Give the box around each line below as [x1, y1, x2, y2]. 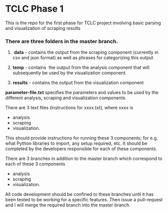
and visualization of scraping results [5, 25, 81, 31]
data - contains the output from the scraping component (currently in [14, 49, 158, 56]
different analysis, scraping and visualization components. [5, 95, 127, 101]
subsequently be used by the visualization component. [12, 70, 127, 76]
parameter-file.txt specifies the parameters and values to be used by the [5, 90, 158, 96]
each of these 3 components [5, 161, 66, 167]
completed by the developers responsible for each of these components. [5, 146, 157, 152]
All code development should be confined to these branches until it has [5, 191, 154, 197]
